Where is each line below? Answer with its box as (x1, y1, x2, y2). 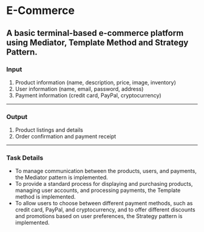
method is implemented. (15, 193, 76, 200)
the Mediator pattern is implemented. (15, 174, 108, 181)
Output (6, 112, 28, 121)
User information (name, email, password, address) (15, 85, 144, 92)
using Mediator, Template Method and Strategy (6, 37, 189, 47)
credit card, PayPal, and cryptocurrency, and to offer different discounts (15, 206, 195, 213)
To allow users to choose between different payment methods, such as (15, 200, 193, 207)
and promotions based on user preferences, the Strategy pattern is (15, 213, 183, 220)
